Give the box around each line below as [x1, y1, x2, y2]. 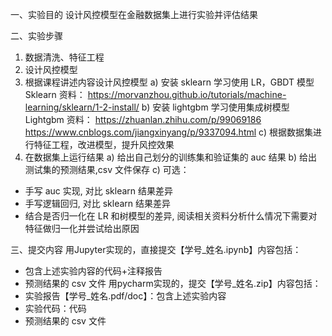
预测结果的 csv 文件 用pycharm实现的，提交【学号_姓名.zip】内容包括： [24, 278, 322, 289]
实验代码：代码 [24, 303, 87, 314]
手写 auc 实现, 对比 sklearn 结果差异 [24, 185, 174, 197]
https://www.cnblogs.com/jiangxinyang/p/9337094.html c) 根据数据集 [24, 126, 313, 138]
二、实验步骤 [10, 30, 63, 42]
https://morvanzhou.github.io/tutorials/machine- [87, 89, 287, 100]
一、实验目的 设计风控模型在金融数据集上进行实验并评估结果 [10, 9, 258, 20]
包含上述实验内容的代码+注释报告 [24, 265, 163, 277]
